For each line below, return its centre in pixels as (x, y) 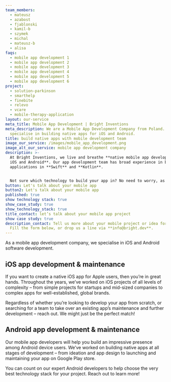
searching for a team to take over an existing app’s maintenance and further (85, 308)
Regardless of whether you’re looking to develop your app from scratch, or (83, 303)
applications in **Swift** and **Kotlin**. (56, 167)
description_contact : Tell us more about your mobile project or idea (82, 223)
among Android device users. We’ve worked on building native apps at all (82, 347)
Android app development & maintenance (73, 330)
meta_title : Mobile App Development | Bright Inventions (67, 124)
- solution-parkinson (33, 91)
